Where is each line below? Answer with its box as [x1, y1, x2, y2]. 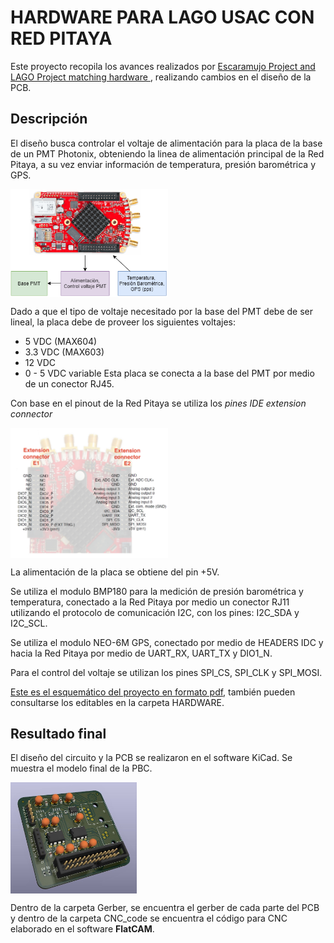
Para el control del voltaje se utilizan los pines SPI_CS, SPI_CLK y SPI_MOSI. [10, 666, 323, 678]
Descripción [10, 111, 88, 128]
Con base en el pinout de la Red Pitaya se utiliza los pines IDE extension [10, 397, 307, 410]
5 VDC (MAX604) [24, 336, 98, 348]
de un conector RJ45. [24, 378, 115, 390]
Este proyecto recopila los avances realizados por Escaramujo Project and [10, 60, 316, 72]
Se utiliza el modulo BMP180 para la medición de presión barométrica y [10, 585, 304, 597]
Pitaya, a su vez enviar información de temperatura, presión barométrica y [10, 158, 317, 170]
